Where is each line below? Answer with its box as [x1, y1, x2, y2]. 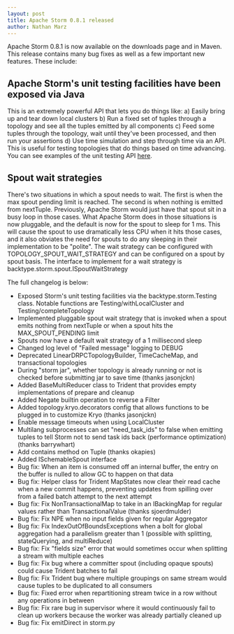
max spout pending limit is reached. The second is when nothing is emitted [7, 198, 224, 206]
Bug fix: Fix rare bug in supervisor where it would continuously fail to [17, 604, 216, 612]
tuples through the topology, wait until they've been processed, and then [7, 129, 217, 138]
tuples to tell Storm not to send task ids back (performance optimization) [17, 433, 227, 441]
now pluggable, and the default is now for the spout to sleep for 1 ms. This [7, 220, 221, 228]
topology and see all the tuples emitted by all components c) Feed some [7, 122, 215, 130]
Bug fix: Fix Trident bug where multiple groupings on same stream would [17, 574, 227, 582]
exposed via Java [7, 88, 85, 100]
